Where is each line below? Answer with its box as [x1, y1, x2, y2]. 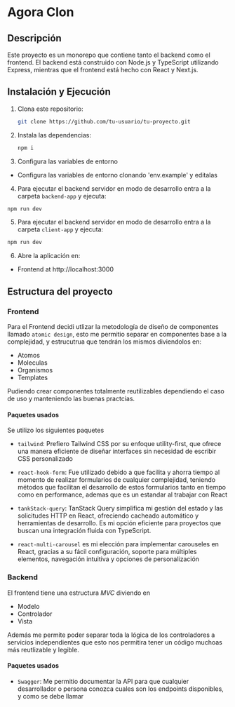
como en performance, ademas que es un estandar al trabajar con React [17, 490, 228, 499]
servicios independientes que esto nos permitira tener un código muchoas [7, 638, 222, 646]
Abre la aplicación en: [17, 252, 81, 260]
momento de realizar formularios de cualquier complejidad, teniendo [17, 476, 216, 484]
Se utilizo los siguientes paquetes [7, 426, 105, 435]
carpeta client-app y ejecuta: [17, 225, 104, 234]
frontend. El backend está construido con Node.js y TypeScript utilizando [7, 58, 219, 67]
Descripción [7, 32, 62, 44]
